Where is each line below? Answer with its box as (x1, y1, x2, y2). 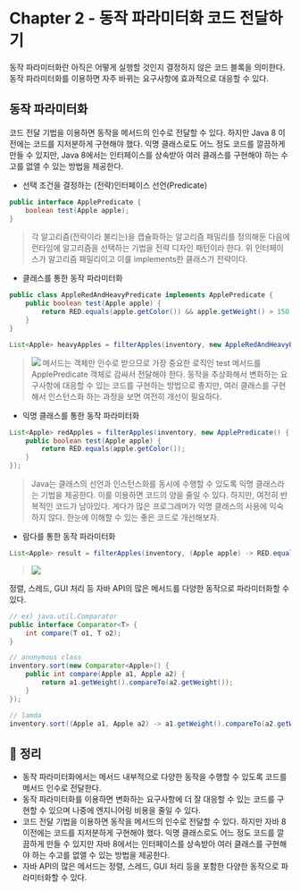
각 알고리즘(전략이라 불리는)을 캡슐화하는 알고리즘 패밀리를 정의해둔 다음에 (30, 232, 290, 242)
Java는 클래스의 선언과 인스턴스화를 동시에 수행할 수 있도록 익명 (30, 479, 254, 488)
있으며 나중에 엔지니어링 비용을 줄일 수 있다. (48, 805, 201, 816)
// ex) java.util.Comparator (9, 612, 118, 621)
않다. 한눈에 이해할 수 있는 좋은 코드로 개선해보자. (47, 512, 220, 522)
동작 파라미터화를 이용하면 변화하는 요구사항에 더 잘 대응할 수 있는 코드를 (21, 793, 275, 805)
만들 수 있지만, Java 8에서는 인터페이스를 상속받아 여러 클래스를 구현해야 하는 (9, 149, 279, 160)
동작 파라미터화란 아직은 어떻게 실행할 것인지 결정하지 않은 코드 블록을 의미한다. (9, 62, 286, 72)
